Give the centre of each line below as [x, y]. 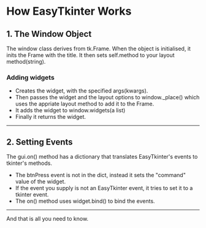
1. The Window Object [49, 34]
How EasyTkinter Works [69, 11]
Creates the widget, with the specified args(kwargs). [82, 91]
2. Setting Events [40, 142]
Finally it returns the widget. [51, 117]
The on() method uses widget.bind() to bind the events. [85, 201]
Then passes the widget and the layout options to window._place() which [107, 97]
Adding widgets [31, 77]
